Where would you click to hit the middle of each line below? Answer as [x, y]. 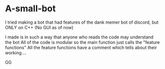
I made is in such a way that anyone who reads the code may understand [79, 37]
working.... [16, 53]
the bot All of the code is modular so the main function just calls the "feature [82, 42]
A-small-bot [30, 9]
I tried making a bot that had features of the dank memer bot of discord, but [82, 22]
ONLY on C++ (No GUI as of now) [39, 27]
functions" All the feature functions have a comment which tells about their [81, 47]
